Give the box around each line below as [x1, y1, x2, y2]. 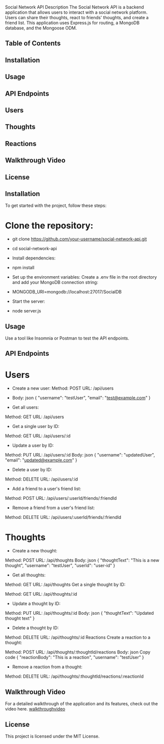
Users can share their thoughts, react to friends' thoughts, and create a [5, 15, 149, 20]
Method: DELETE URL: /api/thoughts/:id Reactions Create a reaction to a [5, 634, 151, 640]
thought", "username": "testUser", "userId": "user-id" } [5, 563, 116, 569]
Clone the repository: [5, 220, 94, 231]
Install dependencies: [12, 255, 56, 261]
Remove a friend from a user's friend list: [12, 505, 95, 511]
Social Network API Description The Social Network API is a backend [5, 4, 144, 10]
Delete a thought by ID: [12, 625, 59, 631]
